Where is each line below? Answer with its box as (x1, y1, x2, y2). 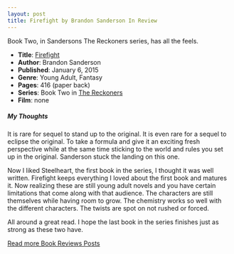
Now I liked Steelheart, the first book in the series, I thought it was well (7, 166, 214, 175)
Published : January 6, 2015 (17, 65, 99, 74)
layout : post (7, 10, 46, 18)
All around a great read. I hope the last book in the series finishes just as (7, 218, 219, 226)
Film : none (17, 95, 50, 104)
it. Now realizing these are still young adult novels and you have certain (7, 181, 216, 190)
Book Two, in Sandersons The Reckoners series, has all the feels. (7, 36, 199, 45)
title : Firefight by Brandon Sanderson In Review (7, 17, 158, 24)
